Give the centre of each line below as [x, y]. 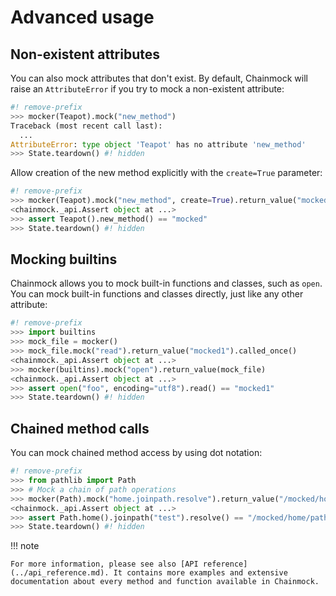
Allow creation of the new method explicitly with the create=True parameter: [166, 173]
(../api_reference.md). [60, 573]
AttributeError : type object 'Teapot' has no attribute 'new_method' [158, 144]
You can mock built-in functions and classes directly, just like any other [157, 294]
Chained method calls [80, 428]
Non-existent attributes [85, 54]
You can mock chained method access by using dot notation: [136, 453]
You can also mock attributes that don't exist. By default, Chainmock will [159, 78]
